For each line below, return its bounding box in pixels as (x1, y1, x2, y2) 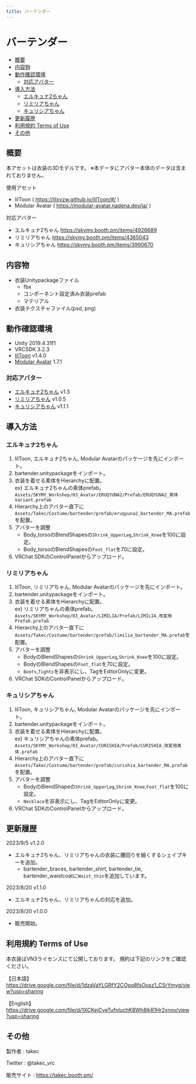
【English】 (6, 1000, 34, 1007)
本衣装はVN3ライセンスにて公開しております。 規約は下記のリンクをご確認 (6, 955, 187, 962)
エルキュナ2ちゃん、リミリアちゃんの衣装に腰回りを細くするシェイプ (14, 852, 183, 859)
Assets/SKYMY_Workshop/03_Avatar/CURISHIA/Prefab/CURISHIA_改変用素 (14, 742, 182, 749)
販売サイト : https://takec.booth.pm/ (6, 1072, 94, 1079)
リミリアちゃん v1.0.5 (14, 395, 66, 402)
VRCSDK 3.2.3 (14, 346, 50, 353)
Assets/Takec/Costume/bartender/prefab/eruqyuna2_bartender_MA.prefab (14, 510, 191, 517)
